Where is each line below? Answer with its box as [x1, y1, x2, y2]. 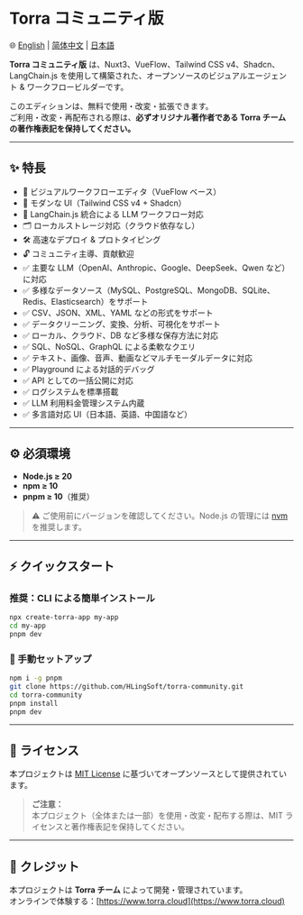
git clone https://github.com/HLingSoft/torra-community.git [9, 682, 244, 691]
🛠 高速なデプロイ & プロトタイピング [22, 233, 161, 244]
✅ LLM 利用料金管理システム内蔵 [22, 398, 145, 408]
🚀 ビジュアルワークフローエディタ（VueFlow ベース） [22, 186, 222, 197]
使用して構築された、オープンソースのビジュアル [67, 69, 248, 81]
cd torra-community [9, 691, 83, 700]
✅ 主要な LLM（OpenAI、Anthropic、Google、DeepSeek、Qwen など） [22, 262, 290, 273]
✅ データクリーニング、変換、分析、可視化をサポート [22, 318, 221, 329]
